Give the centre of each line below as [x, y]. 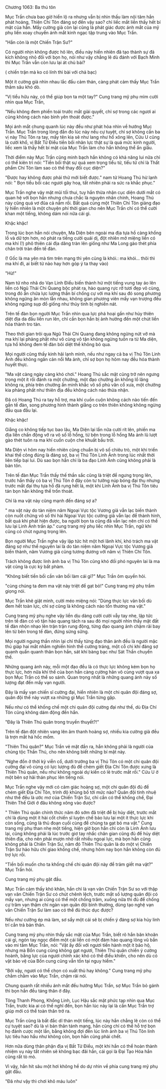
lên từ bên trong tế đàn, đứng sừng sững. [47, 632]
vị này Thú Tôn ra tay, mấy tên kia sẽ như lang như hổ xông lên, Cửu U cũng [83, 137]
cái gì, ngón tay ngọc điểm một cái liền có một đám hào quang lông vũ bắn [82, 940]
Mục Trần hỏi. [19, 869]
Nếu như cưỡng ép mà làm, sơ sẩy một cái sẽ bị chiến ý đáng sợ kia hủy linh [83, 920]
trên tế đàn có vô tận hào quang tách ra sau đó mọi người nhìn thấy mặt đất [82, 621]
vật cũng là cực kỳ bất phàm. [35, 567]
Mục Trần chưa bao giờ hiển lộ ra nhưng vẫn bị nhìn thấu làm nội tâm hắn [80, 17]
